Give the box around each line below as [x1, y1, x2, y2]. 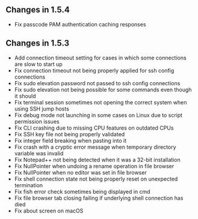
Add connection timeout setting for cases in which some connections [14, 54, 187, 61]
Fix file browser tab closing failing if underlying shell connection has [14, 194, 184, 202]
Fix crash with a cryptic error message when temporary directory [14, 143, 176, 151]
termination [14, 181, 43, 188]
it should [14, 92, 37, 100]
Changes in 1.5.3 [5, 38, 70, 49]
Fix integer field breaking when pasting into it [14, 137, 127, 144]
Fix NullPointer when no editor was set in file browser [14, 169, 147, 176]
